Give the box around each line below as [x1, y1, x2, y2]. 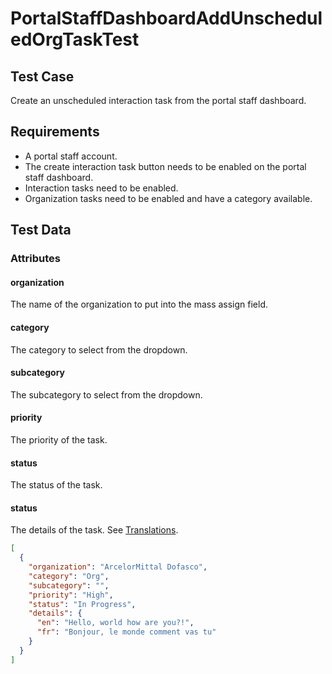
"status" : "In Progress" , [28, 599, 137, 609]
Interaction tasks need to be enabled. [24, 182, 179, 194]
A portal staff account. [24, 150, 118, 162]
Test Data [10, 222, 72, 239]
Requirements [10, 123, 100, 141]
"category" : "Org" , [28, 571, 110, 581]
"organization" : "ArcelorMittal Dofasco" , [28, 562, 208, 572]
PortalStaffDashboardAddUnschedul [10, 7, 323, 30]
